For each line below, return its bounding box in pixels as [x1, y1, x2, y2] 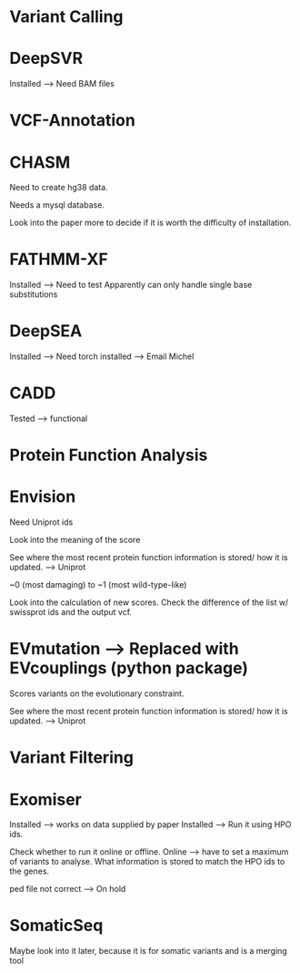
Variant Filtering [9, 747, 135, 768]
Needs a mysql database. [9, 200, 105, 210]
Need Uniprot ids [9, 517, 74, 527]
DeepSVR [9, 48, 84, 69]
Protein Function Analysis [9, 445, 208, 466]
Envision [9, 486, 76, 507]
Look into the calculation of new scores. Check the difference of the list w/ [9, 597, 289, 608]
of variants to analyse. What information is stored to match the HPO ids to [9, 856, 285, 867]
